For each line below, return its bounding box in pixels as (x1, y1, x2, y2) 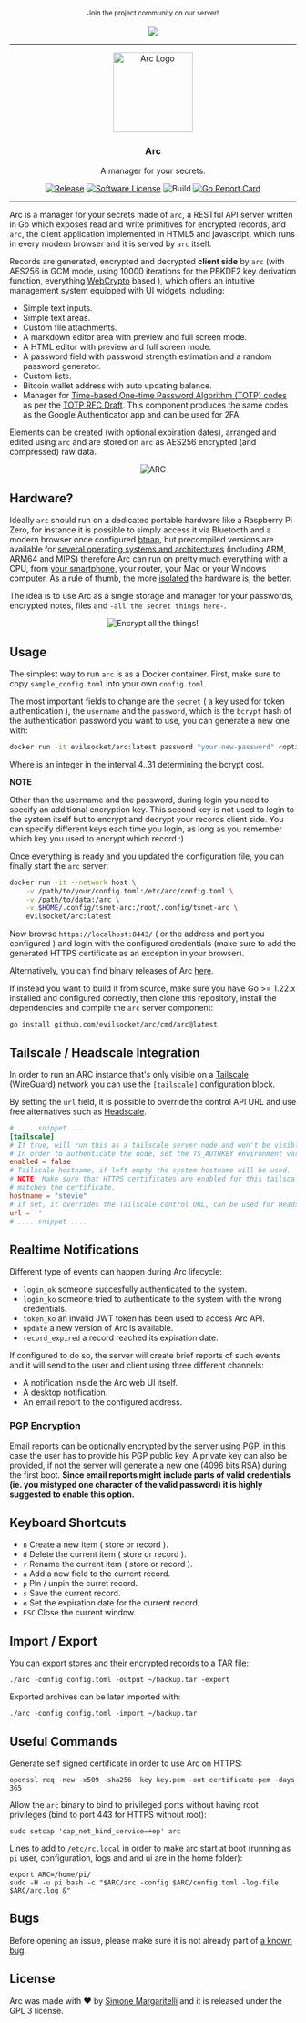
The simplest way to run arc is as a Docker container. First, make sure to (9, 668, 280, 679)
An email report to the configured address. (22, 1397, 183, 1408)
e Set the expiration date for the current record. (22, 1597, 200, 1608)
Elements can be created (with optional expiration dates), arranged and (9, 427, 277, 438)
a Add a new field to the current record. (22, 1568, 171, 1579)
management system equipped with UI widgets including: (9, 285, 225, 296)
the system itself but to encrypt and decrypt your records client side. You (9, 813, 284, 824)
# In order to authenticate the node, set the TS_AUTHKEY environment (9, 1149, 283, 1158)
